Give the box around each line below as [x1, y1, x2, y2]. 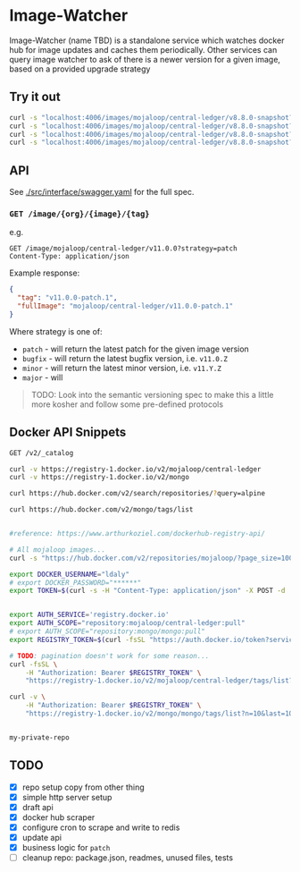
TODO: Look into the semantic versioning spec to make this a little [30, 389, 274, 400]
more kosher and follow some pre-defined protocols [30, 399, 224, 410]
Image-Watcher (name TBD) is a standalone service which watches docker [9, 35, 285, 46]
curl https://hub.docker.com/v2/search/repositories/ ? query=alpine [9, 489, 266, 498]
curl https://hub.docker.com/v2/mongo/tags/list [9, 505, 194, 514]
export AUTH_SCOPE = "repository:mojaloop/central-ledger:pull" [9, 619, 246, 628]
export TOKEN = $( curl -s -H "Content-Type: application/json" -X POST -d [9, 587, 286, 596]
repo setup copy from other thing [21, 782, 145, 792]
